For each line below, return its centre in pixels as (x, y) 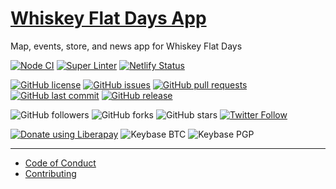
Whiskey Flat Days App (108, 18)
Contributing (50, 173)
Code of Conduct (60, 163)
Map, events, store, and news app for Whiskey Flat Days (126, 46)
